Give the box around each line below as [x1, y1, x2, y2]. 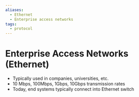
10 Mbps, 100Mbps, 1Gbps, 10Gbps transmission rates [12, 81, 125, 87]
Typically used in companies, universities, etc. [12, 75, 109, 81]
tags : [5, 21, 17, 27]
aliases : [5, 7, 24, 13]
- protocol [10, 26, 33, 31]
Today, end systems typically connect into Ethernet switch [12, 86, 134, 92]
